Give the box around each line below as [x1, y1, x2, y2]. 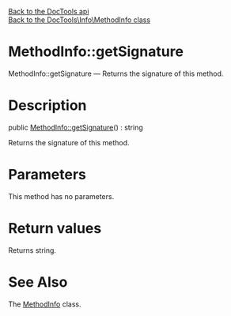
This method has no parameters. [8, 191, 115, 201]
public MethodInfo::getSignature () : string [8, 122, 144, 132]
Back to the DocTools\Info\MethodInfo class [8, 15, 151, 24]
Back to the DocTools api [8, 7, 89, 16]
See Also [8, 273, 68, 291]
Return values [8, 220, 102, 237]
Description [8, 96, 87, 115]
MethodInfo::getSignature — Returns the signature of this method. [8, 69, 224, 78]
